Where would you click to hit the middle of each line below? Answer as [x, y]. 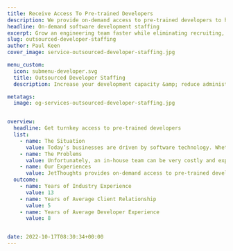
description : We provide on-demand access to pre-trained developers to [114, 20]
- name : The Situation [52, 141]
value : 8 [38, 218]
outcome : [26, 180]
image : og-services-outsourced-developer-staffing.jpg [94, 103]
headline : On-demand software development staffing [83, 26]
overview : [21, 122]
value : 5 [38, 205]
